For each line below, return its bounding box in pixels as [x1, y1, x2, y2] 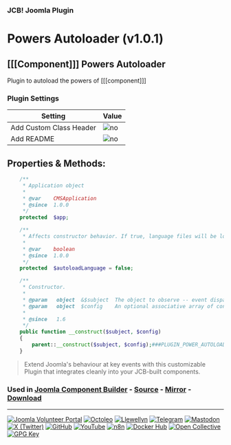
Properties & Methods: [7, 158, 106, 169]
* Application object [22, 182, 85, 189]
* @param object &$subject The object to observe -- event [22, 296, 208, 303]
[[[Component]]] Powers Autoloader [7, 58, 166, 70]
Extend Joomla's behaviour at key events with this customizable [23, 360, 206, 368]
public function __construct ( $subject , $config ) [19, 329, 162, 336]
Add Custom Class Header [10, 123, 96, 133]
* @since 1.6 [22, 316, 67, 323]
